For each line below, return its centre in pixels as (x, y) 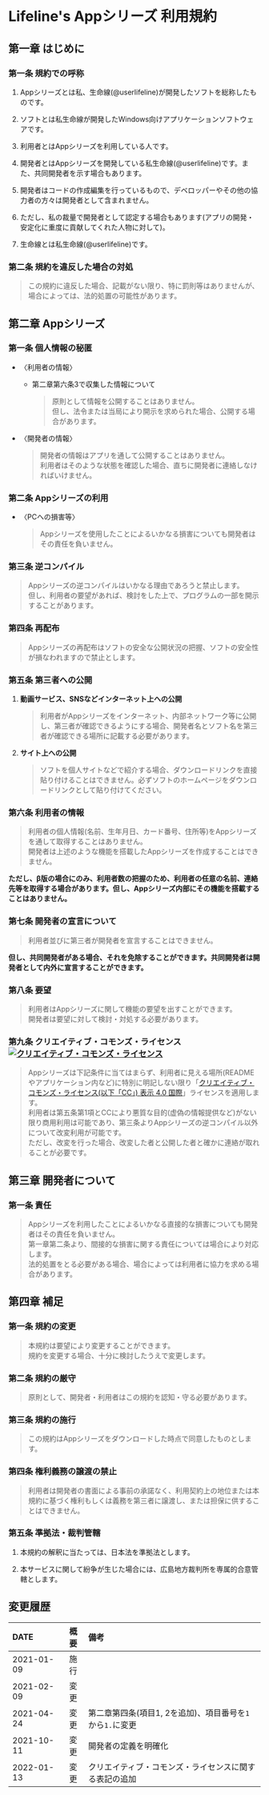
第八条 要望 (30, 990)
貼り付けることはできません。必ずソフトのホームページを (134, 780)
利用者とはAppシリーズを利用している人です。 (96, 146)
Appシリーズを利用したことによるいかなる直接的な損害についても (136, 1224)
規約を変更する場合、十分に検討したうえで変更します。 (118, 1355)
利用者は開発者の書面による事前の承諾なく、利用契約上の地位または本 (144, 1490)
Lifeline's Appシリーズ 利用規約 (113, 16)
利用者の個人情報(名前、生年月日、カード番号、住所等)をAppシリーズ (143, 831)
